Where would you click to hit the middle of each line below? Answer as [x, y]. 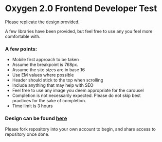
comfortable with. [23, 36]
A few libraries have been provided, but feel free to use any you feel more [79, 31]
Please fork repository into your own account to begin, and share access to [80, 129]
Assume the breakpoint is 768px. [45, 65]
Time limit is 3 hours [32, 106]
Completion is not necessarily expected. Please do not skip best [76, 95]
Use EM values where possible [43, 75]
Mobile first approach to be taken [45, 60]
